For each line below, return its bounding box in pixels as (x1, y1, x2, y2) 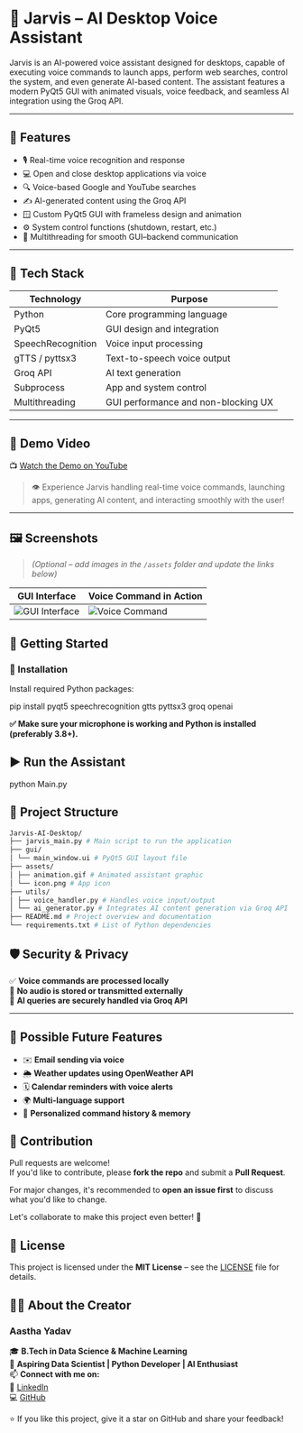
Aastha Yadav (9, 1325, 72, 1337)
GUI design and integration (105, 322, 219, 335)
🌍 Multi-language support (22, 1095, 124, 1106)
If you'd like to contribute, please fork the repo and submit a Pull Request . (9, 1167, 286, 1178)
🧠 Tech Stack (9, 266, 85, 281)
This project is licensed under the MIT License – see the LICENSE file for (9, 1262, 280, 1272)
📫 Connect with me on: (9, 1368, 100, 1379)
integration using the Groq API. (9, 95, 124, 106)
